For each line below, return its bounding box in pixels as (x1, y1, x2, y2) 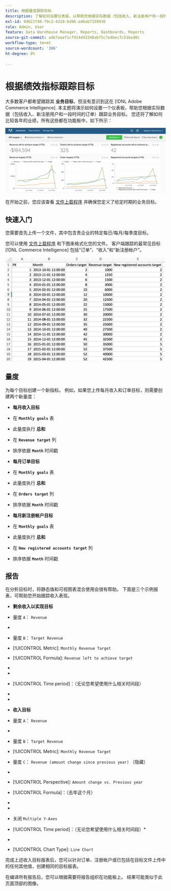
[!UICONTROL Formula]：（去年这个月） (12, 789, 96, 796)
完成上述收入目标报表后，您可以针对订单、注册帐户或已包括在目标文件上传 (5, 857, 161, 863)
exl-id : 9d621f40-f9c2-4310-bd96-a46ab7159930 (5, 19, 106, 24)
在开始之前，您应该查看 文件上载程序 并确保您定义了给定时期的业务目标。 (5, 199, 159, 205)
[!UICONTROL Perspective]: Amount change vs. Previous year (12, 779, 144, 785)
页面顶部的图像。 (5, 880, 41, 886)
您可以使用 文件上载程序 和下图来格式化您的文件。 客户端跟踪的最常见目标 (5, 241, 161, 246)
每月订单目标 (12, 458, 40, 464)
